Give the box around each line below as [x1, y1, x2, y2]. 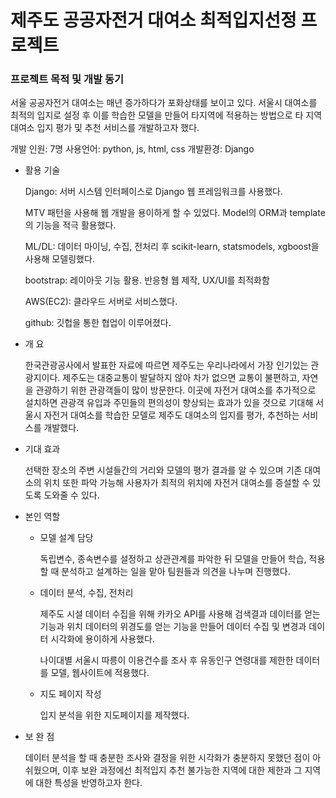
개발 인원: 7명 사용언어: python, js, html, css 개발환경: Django [10, 143, 255, 155]
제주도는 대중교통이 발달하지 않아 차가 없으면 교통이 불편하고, [62, 372, 300, 384]
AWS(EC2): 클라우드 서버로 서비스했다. [24, 296, 178, 308]
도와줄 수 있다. [43, 489, 100, 501]
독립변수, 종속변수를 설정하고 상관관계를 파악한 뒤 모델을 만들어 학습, [39, 553, 307, 565]
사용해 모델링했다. [24, 253, 95, 265]
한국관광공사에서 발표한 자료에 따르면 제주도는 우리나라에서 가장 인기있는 [24, 359, 309, 371]
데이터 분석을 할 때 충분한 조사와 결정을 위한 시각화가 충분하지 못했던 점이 [24, 752, 311, 764]
